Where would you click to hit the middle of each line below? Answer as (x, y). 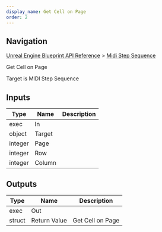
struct (17, 220)
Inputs (18, 97)
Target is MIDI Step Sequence (42, 79)
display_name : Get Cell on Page (46, 12)
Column (45, 163)
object (18, 134)
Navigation (27, 41)
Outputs (22, 184)
